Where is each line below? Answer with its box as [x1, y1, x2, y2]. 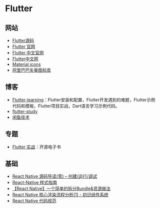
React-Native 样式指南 [12, 180, 57, 185]
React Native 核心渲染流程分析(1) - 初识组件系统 [12, 192, 109, 198]
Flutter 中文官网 [12, 50, 44, 55]
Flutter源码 [12, 38, 34, 43]
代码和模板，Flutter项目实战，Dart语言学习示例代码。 [12, 103, 120, 109]
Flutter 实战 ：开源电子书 [12, 144, 61, 150]
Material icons [12, 62, 41, 67]
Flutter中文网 [12, 56, 39, 62]
